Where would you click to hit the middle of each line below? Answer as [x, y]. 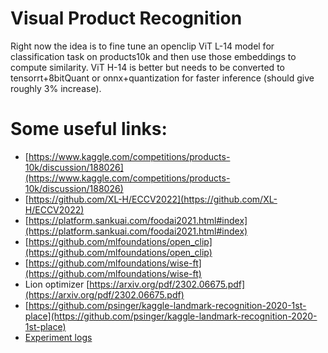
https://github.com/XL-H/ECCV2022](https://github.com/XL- [153, 199]
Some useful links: [89, 129]
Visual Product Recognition [126, 18]
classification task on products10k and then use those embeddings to [153, 56]
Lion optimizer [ [57, 284]
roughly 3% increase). [56, 88]
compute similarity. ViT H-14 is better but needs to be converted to [147, 67]
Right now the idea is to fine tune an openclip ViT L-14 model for [142, 46]
